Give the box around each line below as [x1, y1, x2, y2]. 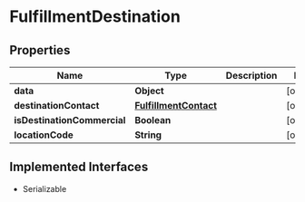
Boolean [134, 114, 172, 126]
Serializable [22, 183, 67, 194]
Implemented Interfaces [9, 159, 149, 175]
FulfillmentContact [134, 100, 218, 111]
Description [225, 70, 278, 82]
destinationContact [14, 100, 100, 111]
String [134, 129, 162, 141]
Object [134, 84, 165, 97]
